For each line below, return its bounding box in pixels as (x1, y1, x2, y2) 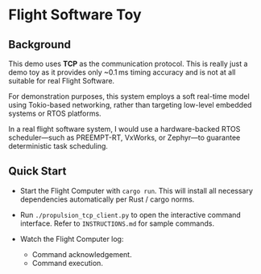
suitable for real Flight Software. (8, 76, 115, 85)
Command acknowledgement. (31, 249, 132, 259)
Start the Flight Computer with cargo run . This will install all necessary (19, 186, 254, 195)
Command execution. (31, 258, 103, 268)
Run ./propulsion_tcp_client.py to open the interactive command (19, 210, 242, 219)
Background (8, 38, 71, 51)
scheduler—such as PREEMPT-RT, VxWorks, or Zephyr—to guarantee (8, 133, 241, 142)
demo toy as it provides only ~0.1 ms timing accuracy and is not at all (8, 67, 236, 77)
